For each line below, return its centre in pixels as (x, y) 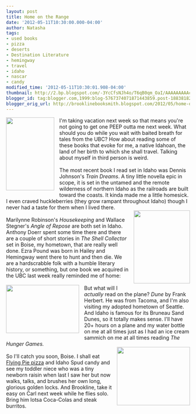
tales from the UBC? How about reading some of (118, 139)
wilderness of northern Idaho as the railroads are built (124, 189)
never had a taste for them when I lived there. (61, 207)
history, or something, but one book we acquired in (67, 269)
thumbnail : (19, 93)
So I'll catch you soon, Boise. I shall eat (53, 356)
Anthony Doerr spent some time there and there (64, 232)
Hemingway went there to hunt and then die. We (64, 257)
